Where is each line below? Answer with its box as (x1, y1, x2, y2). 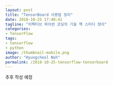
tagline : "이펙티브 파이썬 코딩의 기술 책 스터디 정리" (5, 21, 107, 27)
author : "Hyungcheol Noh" (5, 54, 60, 60)
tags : (5, 36, 17, 41)
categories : (5, 26, 31, 32)
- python (5, 45, 24, 50)
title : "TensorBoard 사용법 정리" (5, 12, 73, 17)
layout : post (5, 7, 33, 13)
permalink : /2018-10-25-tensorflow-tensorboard (5, 60, 108, 65)
